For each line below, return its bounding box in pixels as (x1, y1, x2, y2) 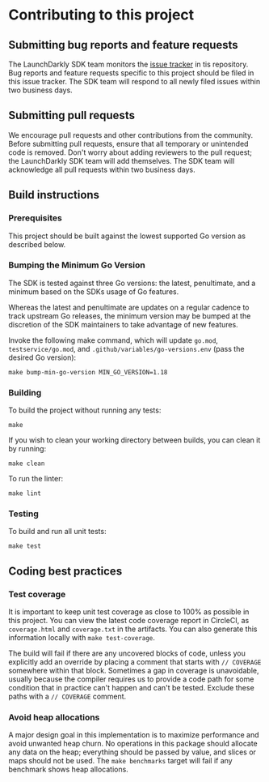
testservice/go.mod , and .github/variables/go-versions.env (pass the (8, 344, 245, 353)
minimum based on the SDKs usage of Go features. (8, 286, 179, 297)
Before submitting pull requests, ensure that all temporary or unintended (8, 139, 249, 148)
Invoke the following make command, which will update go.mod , (8, 335, 218, 345)
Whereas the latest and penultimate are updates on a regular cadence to (8, 302, 250, 312)
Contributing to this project (8, 6, 195, 24)
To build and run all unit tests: (8, 527, 107, 536)
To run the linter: (8, 474, 63, 484)
